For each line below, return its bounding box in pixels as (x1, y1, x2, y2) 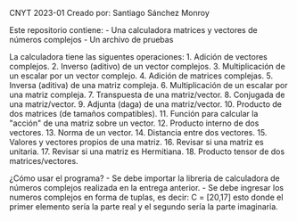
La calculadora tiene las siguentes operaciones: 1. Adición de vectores (9, 52, 268, 61)
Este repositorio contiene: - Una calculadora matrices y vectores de (9, 25, 258, 35)
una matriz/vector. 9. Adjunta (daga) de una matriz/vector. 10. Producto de (9, 99, 283, 110)
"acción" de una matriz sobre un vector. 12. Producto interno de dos (9, 118, 260, 128)
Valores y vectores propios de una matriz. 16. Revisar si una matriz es (9, 137, 265, 147)
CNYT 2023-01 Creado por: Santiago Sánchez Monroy (9, 8, 210, 18)
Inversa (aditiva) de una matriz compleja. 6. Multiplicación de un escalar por (9, 80, 288, 90)
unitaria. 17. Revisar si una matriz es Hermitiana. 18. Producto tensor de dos (9, 146, 285, 157)
